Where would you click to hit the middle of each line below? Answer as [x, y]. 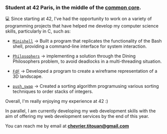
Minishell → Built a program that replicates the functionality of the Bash [87, 41]
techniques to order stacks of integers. [53, 91]
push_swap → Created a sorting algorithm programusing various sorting [86, 86]
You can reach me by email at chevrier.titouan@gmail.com [67, 126]
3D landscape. [27, 76]
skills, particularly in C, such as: [38, 31]
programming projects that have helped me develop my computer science [82, 26]
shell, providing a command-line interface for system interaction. [79, 46]
